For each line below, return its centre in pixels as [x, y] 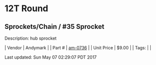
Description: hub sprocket [31, 38]
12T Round [26, 9]
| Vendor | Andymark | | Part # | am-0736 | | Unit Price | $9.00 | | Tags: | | [78, 48]
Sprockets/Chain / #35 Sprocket [54, 27]
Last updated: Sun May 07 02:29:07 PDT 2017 [51, 57]
